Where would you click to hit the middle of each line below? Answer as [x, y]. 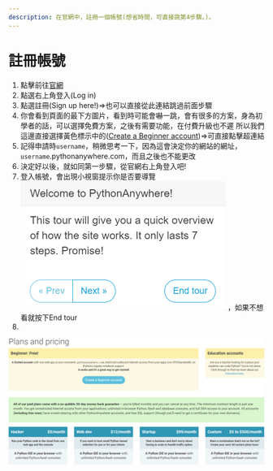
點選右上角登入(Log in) [58, 95]
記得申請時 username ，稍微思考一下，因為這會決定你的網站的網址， [131, 145]
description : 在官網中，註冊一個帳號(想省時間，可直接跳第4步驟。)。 [112, 17]
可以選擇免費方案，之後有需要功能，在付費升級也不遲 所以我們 [160, 125]
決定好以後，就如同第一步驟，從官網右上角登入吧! [103, 166]
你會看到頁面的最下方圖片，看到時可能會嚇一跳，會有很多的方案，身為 [138, 115]
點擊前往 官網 [41, 84]
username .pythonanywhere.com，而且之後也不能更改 [108, 156]
